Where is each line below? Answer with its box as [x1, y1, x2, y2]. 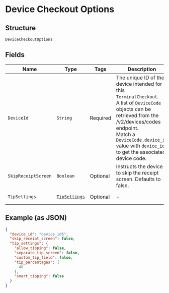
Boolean [56, 173, 75, 179]
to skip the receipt [116, 169, 159, 176]
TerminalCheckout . [116, 93, 159, 100]
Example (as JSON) [5, 213, 67, 222]
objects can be [116, 105, 151, 112]
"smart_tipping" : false [14, 274, 64, 279]
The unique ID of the [116, 74, 164, 81]
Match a [116, 131, 135, 138]
